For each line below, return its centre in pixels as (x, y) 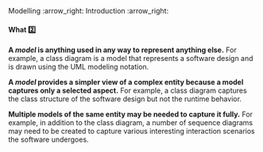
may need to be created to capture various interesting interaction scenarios (132, 131)
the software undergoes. (48, 139)
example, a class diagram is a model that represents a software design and (131, 59)
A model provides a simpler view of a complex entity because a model (126, 82)
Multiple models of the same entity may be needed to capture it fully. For (130, 114)
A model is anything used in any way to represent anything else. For (122, 50)
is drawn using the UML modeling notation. (79, 67)
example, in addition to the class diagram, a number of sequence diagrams (130, 123)
